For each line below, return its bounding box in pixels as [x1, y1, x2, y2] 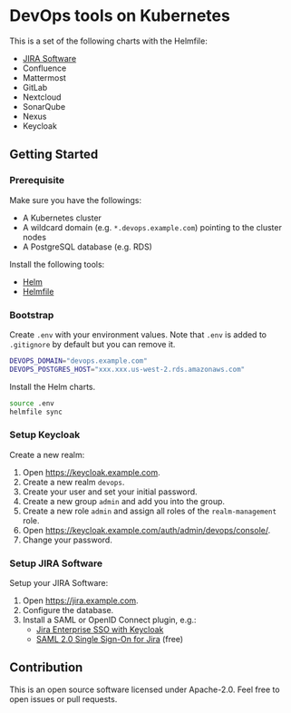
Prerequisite [9, 174, 65, 187]
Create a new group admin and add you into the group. [22, 495, 225, 506]
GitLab [22, 82, 48, 93]
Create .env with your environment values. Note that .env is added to [9, 328, 267, 340]
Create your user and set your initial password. [22, 486, 198, 497]
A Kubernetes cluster [22, 212, 102, 223]
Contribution [9, 659, 83, 676]
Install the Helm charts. [9, 381, 96, 392]
